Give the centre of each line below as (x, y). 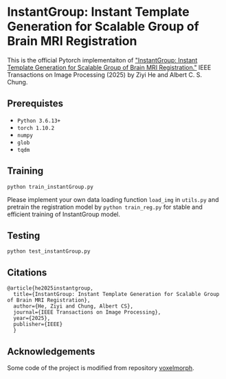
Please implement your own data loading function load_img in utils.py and (113, 199)
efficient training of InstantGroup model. (64, 214)
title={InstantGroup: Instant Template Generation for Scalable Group (116, 295)
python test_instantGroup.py (49, 251)
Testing (24, 235)
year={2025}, (32, 319)
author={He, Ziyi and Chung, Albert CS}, (74, 306)
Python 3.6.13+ (39, 121)
